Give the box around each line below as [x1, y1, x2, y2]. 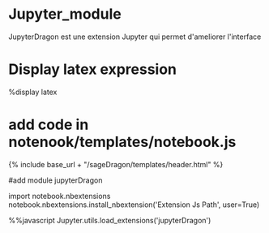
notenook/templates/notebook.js [8, 133, 237, 151]
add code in [8, 115, 89, 134]
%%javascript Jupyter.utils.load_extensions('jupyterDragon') [8, 215, 211, 225]
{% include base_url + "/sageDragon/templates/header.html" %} [8, 159, 224, 169]
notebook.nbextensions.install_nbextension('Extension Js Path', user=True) [8, 200, 260, 209]
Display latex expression [8, 60, 177, 79]
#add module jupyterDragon [8, 175, 103, 185]
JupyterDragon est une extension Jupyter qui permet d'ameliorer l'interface [8, 32, 262, 41]
